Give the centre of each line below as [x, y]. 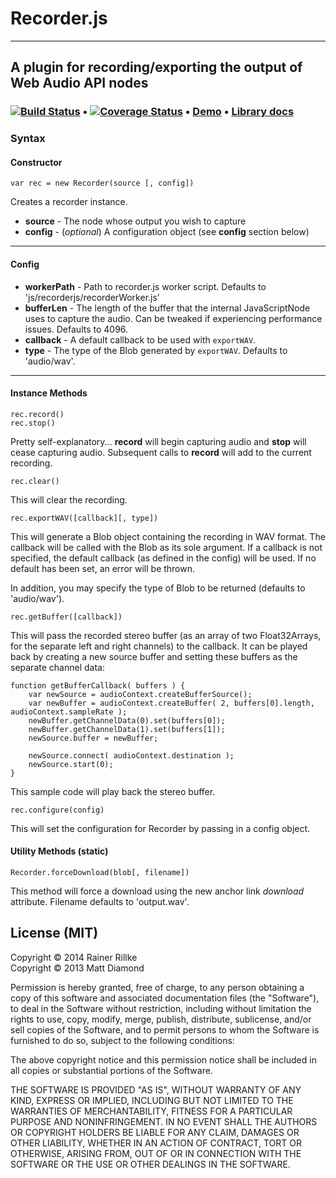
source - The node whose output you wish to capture [135, 221]
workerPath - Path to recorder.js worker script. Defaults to [145, 286]
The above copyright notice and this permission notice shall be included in [163, 1059]
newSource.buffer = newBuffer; [93, 738]
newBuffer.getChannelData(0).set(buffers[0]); [127, 720]
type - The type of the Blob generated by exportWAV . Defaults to [156, 350]
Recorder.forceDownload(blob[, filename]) [100, 872]
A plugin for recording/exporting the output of [156, 67]
